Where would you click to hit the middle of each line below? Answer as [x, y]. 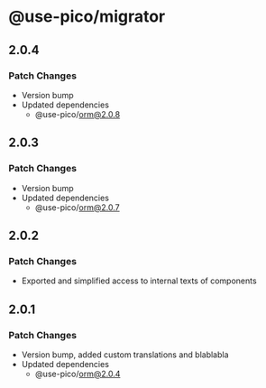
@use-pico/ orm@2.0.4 [78, 374]
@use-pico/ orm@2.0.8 [78, 114]
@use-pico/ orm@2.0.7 [77, 207]
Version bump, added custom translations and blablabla [125, 355]
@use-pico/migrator [87, 17]
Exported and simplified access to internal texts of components [139, 281]
